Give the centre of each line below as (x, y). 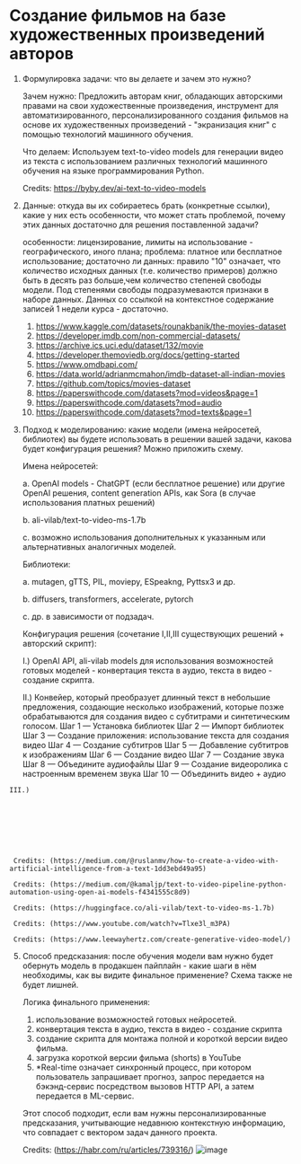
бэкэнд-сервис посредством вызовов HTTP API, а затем (145, 1086)
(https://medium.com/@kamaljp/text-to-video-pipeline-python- (168, 884)
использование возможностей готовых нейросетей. (136, 1019)
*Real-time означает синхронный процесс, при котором (143, 1067)
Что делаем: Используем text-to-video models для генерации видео (153, 151)
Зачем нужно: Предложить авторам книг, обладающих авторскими (152, 96)
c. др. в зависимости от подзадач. (88, 616)
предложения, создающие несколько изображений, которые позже (153, 707)
